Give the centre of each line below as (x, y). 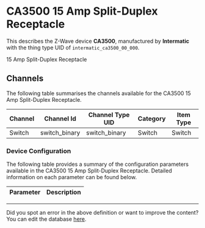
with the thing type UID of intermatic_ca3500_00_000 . (73, 48)
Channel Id (60, 118)
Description (63, 192)
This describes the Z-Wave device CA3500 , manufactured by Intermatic (98, 41)
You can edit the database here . (46, 219)
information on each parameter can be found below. (72, 177)
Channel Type (109, 115)
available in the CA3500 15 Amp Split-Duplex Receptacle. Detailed (89, 171)
